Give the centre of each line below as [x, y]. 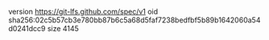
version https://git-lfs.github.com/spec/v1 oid [83, 12]
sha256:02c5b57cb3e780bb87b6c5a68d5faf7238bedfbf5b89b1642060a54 [134, 20]
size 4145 [63, 28]
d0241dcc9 [27, 28]
